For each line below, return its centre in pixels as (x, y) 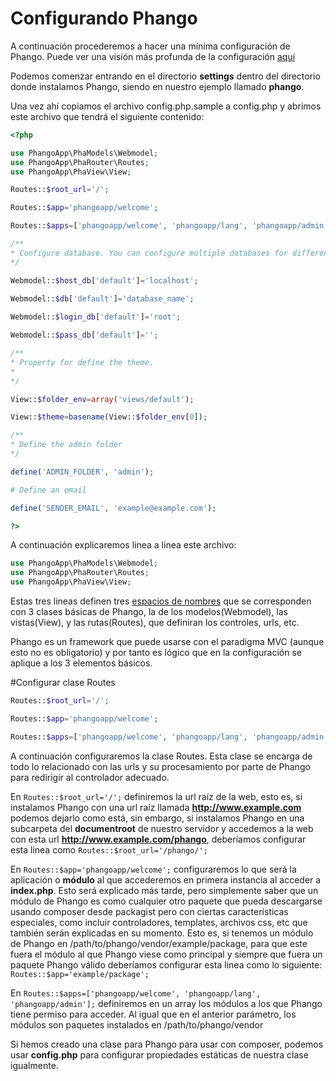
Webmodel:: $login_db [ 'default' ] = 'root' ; (96, 317)
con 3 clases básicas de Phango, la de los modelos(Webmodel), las (149, 612)
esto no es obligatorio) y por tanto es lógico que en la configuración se (156, 653)
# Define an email (48, 490)
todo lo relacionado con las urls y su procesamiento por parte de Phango (160, 766)
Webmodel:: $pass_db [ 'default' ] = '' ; (84, 335)
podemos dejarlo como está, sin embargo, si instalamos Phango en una (157, 818)
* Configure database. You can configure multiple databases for (149, 253)
